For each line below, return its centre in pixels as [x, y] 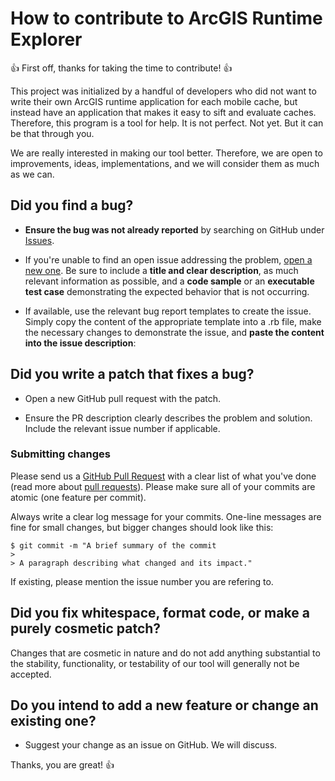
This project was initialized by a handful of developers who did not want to [163, 91]
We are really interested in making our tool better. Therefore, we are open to [166, 153]
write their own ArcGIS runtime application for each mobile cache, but [154, 101]
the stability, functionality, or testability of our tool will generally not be [155, 663]
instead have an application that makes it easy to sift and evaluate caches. [163, 112]
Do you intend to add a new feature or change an [164, 705]
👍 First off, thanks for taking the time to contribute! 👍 [121, 68]
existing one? [53, 721]
